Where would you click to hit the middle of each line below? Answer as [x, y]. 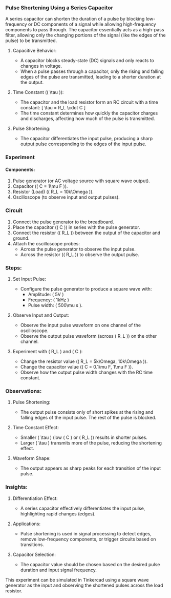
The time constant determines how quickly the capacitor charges [89, 113]
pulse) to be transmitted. [31, 41]
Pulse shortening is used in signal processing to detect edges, [86, 533]
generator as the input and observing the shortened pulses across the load [84, 585]
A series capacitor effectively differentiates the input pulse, [83, 508]
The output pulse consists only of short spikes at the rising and [87, 412]
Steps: [14, 267]
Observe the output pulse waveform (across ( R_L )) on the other [89, 336]
